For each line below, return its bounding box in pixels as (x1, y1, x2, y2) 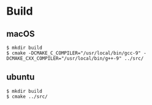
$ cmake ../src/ (6, 93, 48, 100)
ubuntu (6, 72, 35, 82)
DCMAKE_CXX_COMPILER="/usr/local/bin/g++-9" (6, 56, 122, 62)
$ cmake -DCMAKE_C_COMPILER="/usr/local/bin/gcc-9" (6, 50, 141, 56)
